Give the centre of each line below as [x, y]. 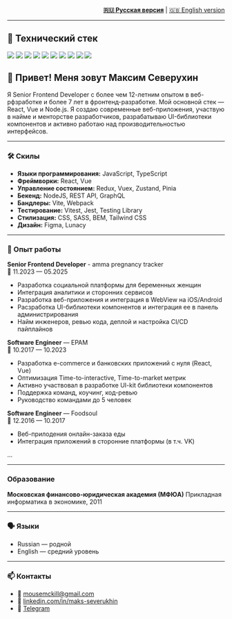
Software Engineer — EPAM [48, 343]
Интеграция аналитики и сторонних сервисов [85, 292]
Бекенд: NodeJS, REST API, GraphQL [71, 196]
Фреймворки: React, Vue [54, 181]
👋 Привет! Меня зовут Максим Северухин [103, 78]
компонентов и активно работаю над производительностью [96, 124]
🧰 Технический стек [52, 38]
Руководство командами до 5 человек [74, 400]
